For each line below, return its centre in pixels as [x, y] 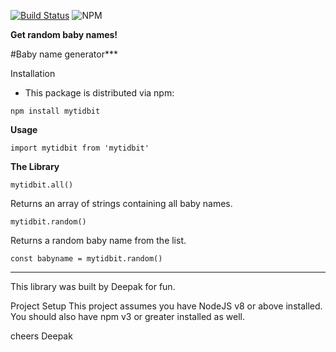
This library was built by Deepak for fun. [93, 286]
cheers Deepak [41, 336]
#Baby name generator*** [64, 54]
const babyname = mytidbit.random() [86, 259]
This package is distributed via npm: [99, 93]
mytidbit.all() [42, 185]
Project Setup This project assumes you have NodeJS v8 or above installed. [166, 306]
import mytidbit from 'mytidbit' [80, 148]
